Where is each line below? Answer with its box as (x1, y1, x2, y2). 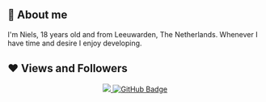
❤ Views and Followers (7, 62, 129, 75)
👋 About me (7, 8, 68, 22)
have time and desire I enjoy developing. (7, 38, 142, 48)
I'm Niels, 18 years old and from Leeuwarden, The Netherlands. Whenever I (7, 29, 258, 39)
